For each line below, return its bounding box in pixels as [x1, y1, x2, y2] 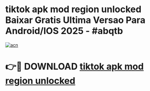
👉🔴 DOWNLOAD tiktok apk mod [5, 61, 144, 72]
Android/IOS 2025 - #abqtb [5, 25, 124, 37]
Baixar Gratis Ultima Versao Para [5, 14, 146, 26]
